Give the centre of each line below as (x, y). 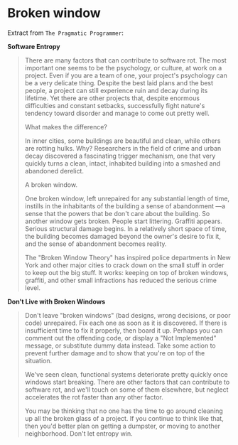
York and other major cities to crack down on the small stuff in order (124, 265)
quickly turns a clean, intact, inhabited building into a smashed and (123, 163)
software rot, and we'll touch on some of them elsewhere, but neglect (126, 390)
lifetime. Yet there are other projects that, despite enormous (112, 98)
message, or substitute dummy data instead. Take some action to (120, 345)
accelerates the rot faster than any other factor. (94, 397)
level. (33, 288)
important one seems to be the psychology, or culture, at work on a (123, 68)
